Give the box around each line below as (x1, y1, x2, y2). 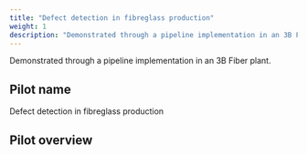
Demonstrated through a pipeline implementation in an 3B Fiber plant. (9, 56, 271, 67)
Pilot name (9, 81, 71, 97)
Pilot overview (9, 132, 93, 148)
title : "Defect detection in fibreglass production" (9, 13, 215, 23)
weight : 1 (9, 22, 48, 31)
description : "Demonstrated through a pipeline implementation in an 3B (9, 30, 292, 39)
